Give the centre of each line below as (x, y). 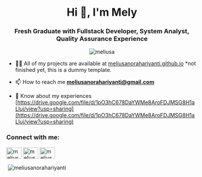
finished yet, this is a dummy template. (63, 70)
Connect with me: (33, 137)
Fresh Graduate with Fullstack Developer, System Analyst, (102, 31)
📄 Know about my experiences (53, 96)
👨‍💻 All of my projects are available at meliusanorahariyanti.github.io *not (105, 63)
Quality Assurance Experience (102, 39)
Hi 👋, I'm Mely (102, 12)
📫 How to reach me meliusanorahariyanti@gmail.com (85, 82)
